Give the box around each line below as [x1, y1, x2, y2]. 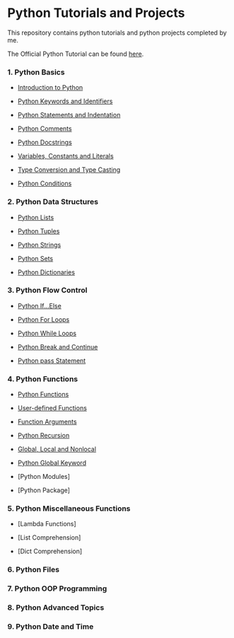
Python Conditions [17, 179, 72, 188]
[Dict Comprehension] [17, 547, 83, 556]
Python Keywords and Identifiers [17, 97, 113, 105]
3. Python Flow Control [7, 285, 88, 295]
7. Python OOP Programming [7, 584, 107, 593]
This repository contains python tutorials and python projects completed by [7, 28, 228, 37]
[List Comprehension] [17, 533, 81, 542]
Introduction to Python [17, 83, 83, 92]
